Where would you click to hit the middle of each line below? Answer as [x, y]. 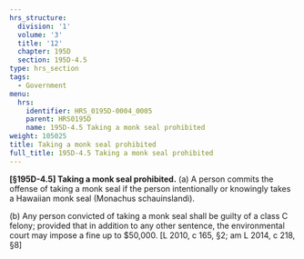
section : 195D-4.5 [53, 60]
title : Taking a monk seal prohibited [83, 144]
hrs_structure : [38, 18]
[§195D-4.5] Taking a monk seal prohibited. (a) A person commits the [142, 179]
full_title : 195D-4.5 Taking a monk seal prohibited [111, 153]
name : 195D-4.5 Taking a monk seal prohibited [116, 128]
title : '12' [41, 43]
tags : [20, 77]
